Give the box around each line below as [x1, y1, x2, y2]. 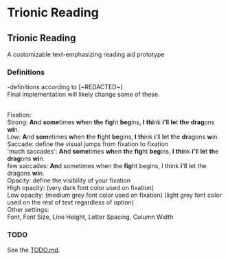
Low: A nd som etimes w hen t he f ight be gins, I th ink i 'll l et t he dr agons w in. [7, 132, 220, 141]
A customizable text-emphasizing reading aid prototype [7, 50, 165, 58]
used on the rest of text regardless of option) [7, 198, 134, 206]
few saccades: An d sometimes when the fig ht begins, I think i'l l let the [7, 162, 207, 170]
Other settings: [7, 206, 49, 214]
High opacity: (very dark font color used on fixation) [7, 184, 155, 192]
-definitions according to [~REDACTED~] [7, 83, 123, 91]
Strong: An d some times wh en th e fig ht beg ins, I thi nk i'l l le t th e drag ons [7, 118, 215, 126]
